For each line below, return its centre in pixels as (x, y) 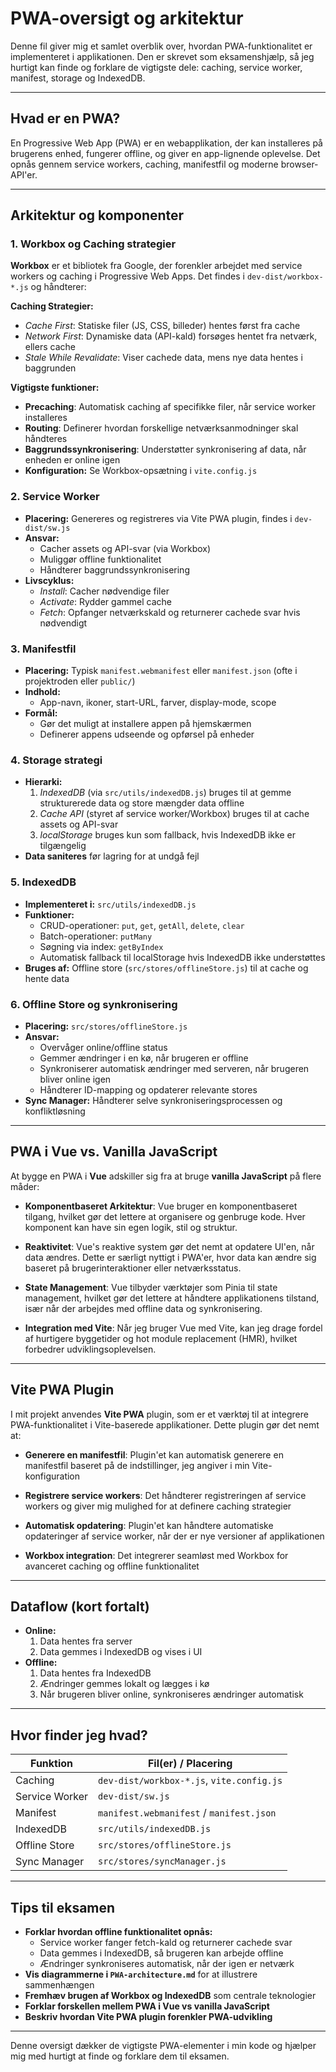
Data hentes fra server (86, 1641)
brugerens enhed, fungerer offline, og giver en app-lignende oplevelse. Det (165, 153)
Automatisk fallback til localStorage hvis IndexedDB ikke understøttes (182, 957)
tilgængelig (63, 846)
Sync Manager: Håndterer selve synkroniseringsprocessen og (153, 1100)
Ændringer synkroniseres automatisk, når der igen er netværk (167, 1963)
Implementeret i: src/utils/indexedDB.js (110, 904)
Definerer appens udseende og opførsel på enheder (147, 734)
